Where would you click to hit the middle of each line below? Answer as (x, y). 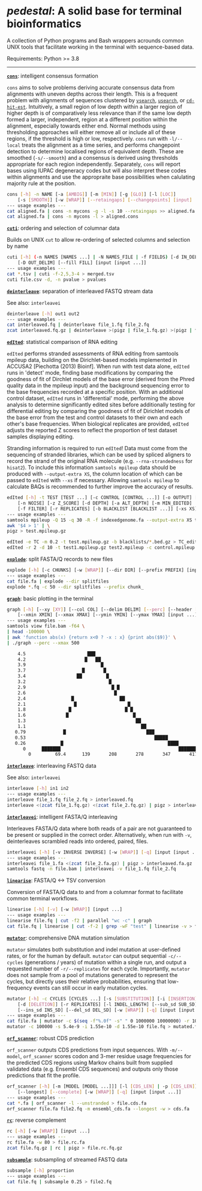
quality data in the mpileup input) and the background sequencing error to (98, 385)
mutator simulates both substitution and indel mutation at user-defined (94, 949)
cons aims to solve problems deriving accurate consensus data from (91, 87)
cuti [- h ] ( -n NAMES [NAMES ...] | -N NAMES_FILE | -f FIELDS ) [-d (93, 257)
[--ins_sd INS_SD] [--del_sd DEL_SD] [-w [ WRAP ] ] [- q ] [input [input (106, 1010)
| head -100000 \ (28, 632)
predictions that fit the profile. (43, 1076)
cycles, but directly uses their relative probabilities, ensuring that (87, 981)
